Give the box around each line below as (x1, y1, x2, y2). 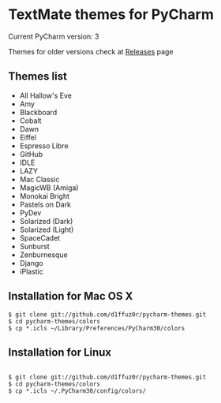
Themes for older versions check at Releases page (8, 47, 174, 56)
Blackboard (19, 107, 58, 117)
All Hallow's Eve (19, 91, 73, 100)
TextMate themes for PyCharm (8, 6, 215, 24)
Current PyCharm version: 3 (8, 32, 99, 41)
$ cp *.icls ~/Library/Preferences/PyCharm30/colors (8, 324, 185, 332)
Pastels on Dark (19, 200, 72, 209)
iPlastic (19, 267, 43, 276)
